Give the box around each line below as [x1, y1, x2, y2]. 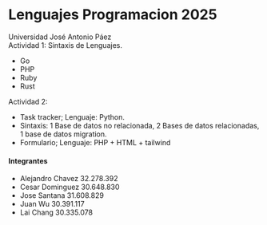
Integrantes [8, 156, 48, 165]
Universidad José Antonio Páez [8, 32, 112, 41]
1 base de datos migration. [19, 129, 107, 139]
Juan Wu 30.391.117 [19, 199, 86, 209]
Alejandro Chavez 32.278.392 [19, 174, 118, 184]
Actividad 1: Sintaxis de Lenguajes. [8, 40, 122, 49]
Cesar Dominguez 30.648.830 [19, 182, 120, 192]
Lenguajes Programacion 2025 [8, 6, 217, 24]
